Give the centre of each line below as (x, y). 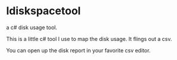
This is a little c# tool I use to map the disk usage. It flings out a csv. (89, 39)
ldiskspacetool (44, 11)
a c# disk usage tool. (32, 27)
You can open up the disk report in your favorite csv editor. (78, 50)
